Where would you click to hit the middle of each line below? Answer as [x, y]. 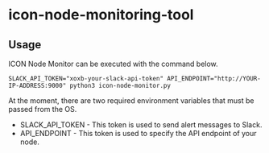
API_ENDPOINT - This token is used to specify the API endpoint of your [138, 133]
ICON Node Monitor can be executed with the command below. [114, 64]
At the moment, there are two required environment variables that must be [131, 101]
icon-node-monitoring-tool [101, 15]
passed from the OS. [43, 109]
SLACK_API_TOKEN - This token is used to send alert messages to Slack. [141, 125]
